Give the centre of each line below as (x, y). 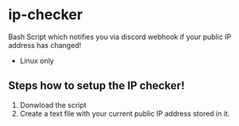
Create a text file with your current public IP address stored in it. (125, 113)
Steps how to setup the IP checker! (96, 86)
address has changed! (45, 45)
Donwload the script (53, 104)
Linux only (37, 61)
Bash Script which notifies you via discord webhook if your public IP (120, 37)
